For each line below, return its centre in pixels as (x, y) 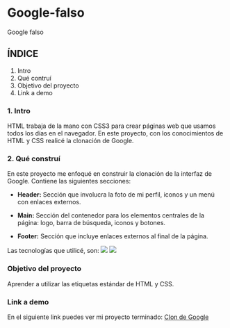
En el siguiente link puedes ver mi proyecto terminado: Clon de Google (108, 317)
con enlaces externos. (49, 202)
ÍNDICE (23, 54)
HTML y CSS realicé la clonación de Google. (71, 141)
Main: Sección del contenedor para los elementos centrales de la (111, 215)
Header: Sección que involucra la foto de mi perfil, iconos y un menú (116, 195)
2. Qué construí (34, 158)
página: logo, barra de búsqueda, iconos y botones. (91, 223)
